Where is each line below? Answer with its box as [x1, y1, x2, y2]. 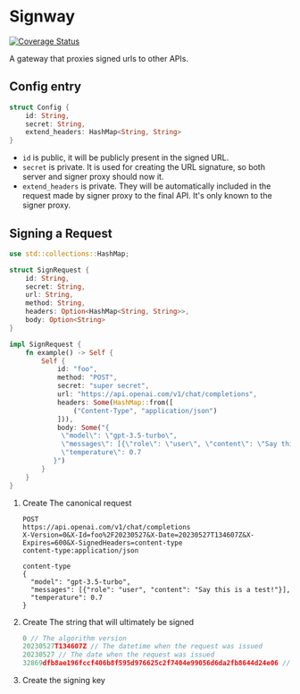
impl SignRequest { [9, 340, 82, 349]
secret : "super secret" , [56, 382, 150, 391]
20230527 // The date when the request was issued [21, 650, 215, 659]
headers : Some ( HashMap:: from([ [56, 398, 174, 407]
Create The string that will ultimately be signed [21, 616, 195, 627]
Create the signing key [21, 675, 105, 686]
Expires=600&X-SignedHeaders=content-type [21, 538, 183, 547]
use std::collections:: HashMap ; [9, 249, 129, 258]
